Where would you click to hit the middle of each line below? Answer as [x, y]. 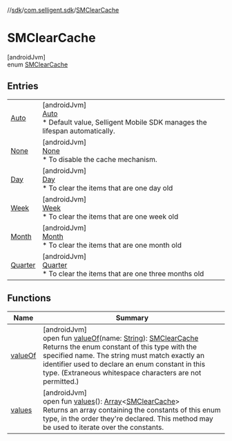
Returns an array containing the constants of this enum [132, 410]
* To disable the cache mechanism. [100, 159]
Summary [132, 318]
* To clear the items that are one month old [112, 245]
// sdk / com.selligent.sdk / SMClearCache [63, 10]
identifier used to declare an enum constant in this [124, 364]
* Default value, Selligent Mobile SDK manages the [125, 122]
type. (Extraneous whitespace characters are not [122, 372]
